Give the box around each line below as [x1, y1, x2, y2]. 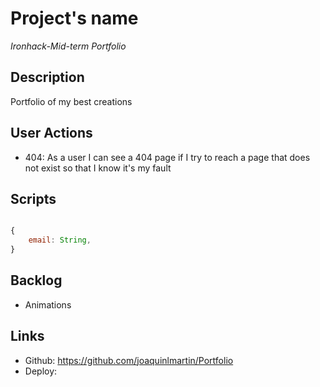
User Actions [10, 125, 93, 142]
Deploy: [24, 365, 58, 377]
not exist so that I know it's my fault [24, 162, 172, 174]
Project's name [10, 7, 139, 30]
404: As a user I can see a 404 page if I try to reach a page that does [24, 151, 311, 163]
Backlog [10, 272, 63, 289]
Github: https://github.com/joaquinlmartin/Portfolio [24, 354, 234, 366]
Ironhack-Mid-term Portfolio [10, 40, 127, 52]
